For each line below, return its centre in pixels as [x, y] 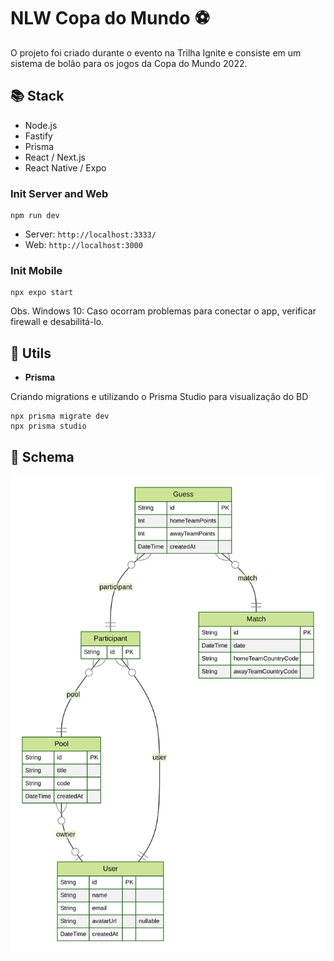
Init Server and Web [59, 193]
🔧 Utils [31, 353]
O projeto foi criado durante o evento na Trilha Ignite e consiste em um [156, 52]
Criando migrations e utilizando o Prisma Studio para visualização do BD [159, 397]
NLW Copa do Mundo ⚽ [110, 18]
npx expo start [42, 293]
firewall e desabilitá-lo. [57, 322]
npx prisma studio [48, 426]
